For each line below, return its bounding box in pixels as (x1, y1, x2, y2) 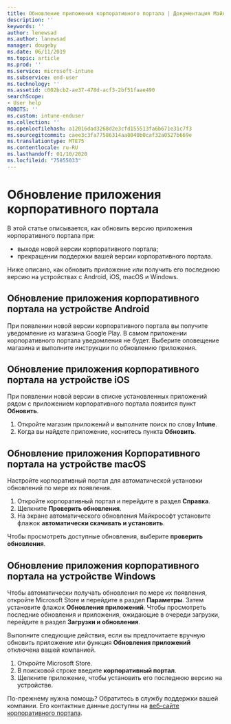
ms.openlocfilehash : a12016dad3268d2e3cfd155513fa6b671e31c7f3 (7, 125, 192, 132)
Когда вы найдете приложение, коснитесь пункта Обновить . (16, 428, 197, 436)
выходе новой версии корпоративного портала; (16, 245, 159, 253)
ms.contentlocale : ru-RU (7, 144, 78, 151)
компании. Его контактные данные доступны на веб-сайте (7, 701, 180, 710)
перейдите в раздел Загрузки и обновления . (7, 617, 141, 626)
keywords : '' (7, 23, 45, 30)
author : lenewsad (7, 29, 57, 36)
